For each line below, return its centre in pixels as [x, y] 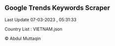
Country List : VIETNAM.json [33, 29]
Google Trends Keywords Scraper [57, 8]
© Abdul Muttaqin [23, 38]
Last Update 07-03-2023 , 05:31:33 [41, 19]
